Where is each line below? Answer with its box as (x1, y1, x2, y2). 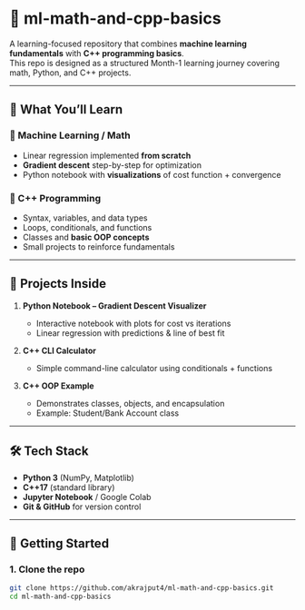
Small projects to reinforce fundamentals (22, 241, 175, 252)
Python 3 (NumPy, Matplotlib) (22, 472, 134, 483)
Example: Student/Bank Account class (35, 408, 180, 418)
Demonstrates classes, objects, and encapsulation (35, 398, 225, 408)
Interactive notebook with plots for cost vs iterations (35, 318, 231, 329)
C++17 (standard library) (22, 481, 115, 493)
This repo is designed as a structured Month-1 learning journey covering (9, 57, 280, 68)
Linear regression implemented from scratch (22, 150, 192, 161)
